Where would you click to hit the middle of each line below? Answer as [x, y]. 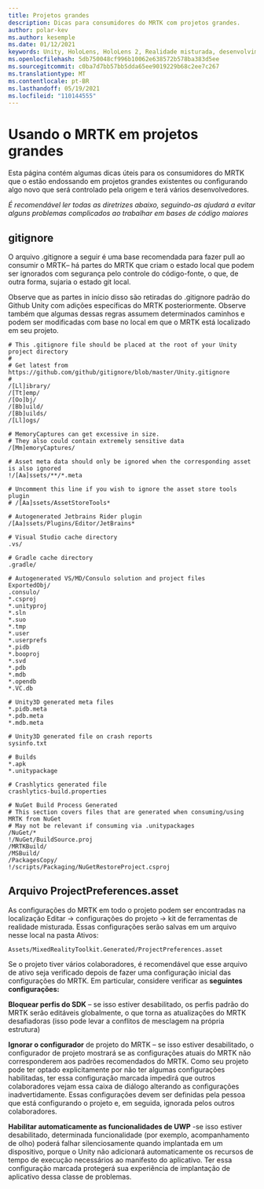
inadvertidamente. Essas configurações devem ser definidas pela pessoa [127, 1094]
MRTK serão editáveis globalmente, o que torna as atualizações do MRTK [127, 1012]
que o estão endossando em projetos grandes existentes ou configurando [128, 181]
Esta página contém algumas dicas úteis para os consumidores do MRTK [126, 173]
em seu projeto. [33, 330]
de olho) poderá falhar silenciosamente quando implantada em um [115, 1143]
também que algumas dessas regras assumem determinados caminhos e [126, 314]
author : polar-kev [38, 30]
